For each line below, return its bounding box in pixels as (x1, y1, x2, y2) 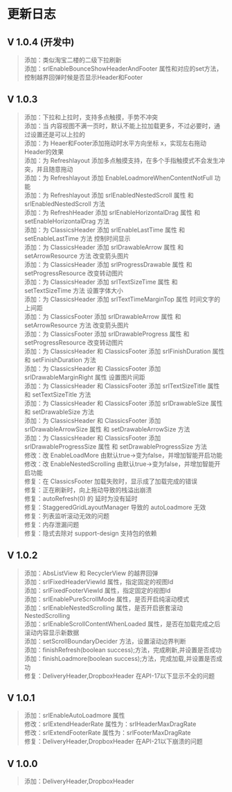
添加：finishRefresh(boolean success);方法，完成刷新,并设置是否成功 (24, 646, 222, 654)
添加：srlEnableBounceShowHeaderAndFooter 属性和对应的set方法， (24, 64, 223, 73)
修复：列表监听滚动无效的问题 (24, 511, 109, 520)
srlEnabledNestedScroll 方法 (24, 199, 105, 208)
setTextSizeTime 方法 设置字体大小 (24, 286, 123, 295)
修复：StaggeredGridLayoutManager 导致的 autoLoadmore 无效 (24, 503, 206, 511)
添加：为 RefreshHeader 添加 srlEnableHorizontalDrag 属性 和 (24, 208, 201, 216)
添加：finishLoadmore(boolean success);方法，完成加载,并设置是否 (24, 654, 217, 662)
